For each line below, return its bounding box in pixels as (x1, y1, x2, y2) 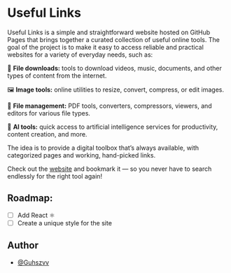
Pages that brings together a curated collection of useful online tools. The (7, 35, 220, 43)
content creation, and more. (7, 129, 87, 138)
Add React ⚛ (17, 211, 55, 219)
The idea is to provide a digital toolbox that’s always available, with (7, 143, 199, 152)
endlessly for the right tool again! (7, 171, 103, 180)
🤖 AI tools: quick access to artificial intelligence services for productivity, (7, 122, 218, 131)
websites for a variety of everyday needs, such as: (7, 50, 153, 59)
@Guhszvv (17, 258, 50, 267)
